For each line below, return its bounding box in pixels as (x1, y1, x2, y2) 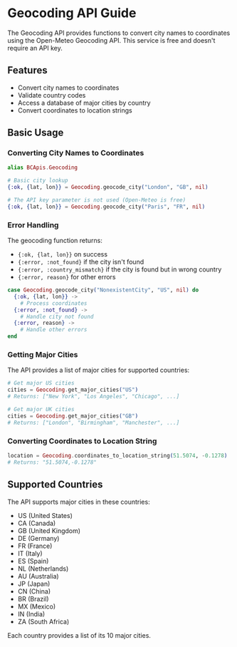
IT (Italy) (17, 549, 43, 557)
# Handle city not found (20, 313, 94, 320)
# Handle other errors (20, 326, 88, 333)
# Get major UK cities (7, 406, 75, 413)
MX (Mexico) (17, 602, 56, 611)
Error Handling (7, 219, 59, 229)
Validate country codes (17, 90, 86, 99)
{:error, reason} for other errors (17, 273, 116, 281)
